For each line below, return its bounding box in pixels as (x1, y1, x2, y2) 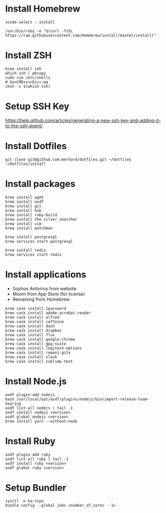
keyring (5, 401, 22, 406)
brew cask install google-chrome (5, 337, 75, 342)
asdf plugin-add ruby (5, 452, 51, 457)
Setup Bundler (5, 482, 66, 493)
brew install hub (5, 208, 42, 213)
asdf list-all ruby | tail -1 (5, 457, 69, 462)
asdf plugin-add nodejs (5, 392, 55, 397)
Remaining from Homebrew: (12, 296, 71, 302)
